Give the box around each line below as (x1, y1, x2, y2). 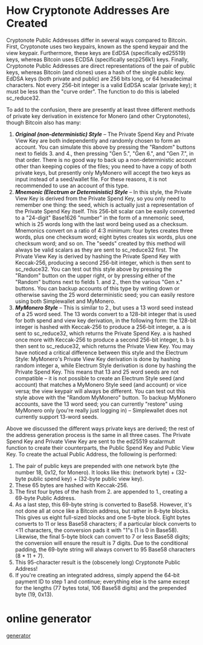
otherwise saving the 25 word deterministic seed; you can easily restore (14, 291, 195, 298)
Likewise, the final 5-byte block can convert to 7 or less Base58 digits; (14, 533, 190, 540)
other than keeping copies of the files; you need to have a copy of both (14, 163, 192, 170)
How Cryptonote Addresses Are (6, 4, 170, 18)
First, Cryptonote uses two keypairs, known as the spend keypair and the (6, 43, 188, 50)
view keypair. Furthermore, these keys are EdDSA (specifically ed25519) (6, 49, 186, 56)
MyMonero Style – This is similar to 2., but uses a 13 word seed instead (14, 303, 193, 311)
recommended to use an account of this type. (14, 182, 129, 189)
